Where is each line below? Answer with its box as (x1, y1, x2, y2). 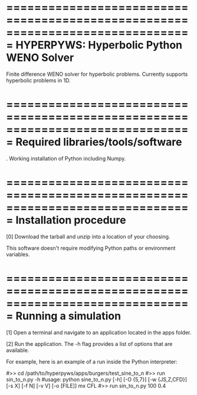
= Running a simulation (6, 309, 122, 323)
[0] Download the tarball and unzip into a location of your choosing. (6, 233, 170, 240)
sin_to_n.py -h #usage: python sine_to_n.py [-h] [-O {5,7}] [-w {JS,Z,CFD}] (6, 375, 188, 383)
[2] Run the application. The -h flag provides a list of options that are (6, 340, 173, 347)
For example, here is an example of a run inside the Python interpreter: (6, 358, 178, 365)
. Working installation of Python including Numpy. (6, 155, 126, 162)
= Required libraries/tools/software (6, 136, 182, 149)
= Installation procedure (6, 214, 126, 227)
